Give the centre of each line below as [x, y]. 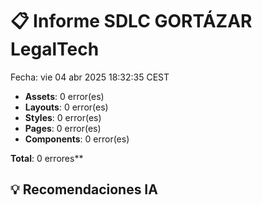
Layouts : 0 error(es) [66, 107]
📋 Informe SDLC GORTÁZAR [131, 21]
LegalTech [55, 49]
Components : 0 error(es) [77, 139]
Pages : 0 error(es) [63, 128]
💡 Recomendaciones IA [84, 189]
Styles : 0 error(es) [63, 117]
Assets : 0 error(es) [64, 96]
